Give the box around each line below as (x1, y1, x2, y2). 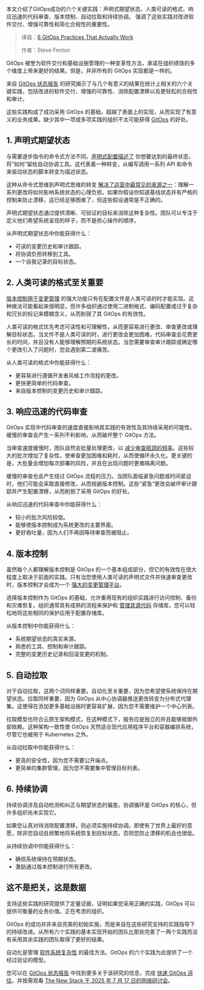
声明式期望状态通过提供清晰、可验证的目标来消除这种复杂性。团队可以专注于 (6, 209, 198, 216)
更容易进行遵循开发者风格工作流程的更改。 (15, 371, 122, 379)
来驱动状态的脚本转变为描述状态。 (6, 168, 92, 175)
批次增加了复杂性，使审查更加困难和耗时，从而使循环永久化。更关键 (16, 452, 187, 459)
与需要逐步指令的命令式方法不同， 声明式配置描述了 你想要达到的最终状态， (6, 152, 194, 160)
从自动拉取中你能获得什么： (6, 744, 76, 751)
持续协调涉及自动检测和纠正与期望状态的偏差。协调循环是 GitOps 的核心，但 (6, 801, 197, 808)
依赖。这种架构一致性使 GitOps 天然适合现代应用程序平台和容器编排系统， (11, 723, 197, 730)
